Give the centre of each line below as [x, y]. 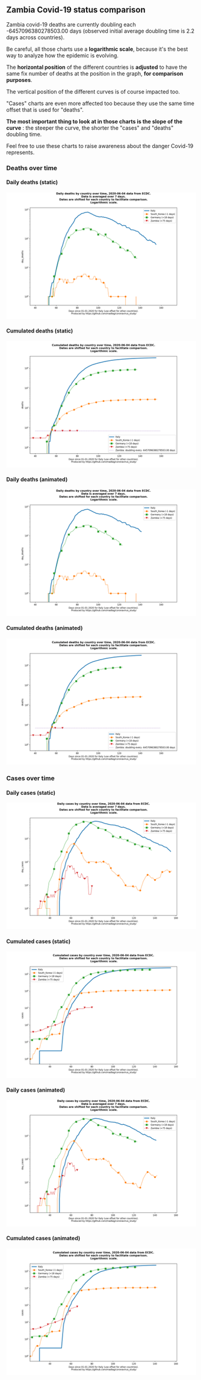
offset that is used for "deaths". [45, 110]
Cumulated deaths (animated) [45, 628]
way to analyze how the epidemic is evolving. [63, 55]
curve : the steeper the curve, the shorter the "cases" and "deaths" [90, 128]
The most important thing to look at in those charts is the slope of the [94, 121]
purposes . [19, 80]
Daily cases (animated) [36, 1090]
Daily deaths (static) [32, 182]
